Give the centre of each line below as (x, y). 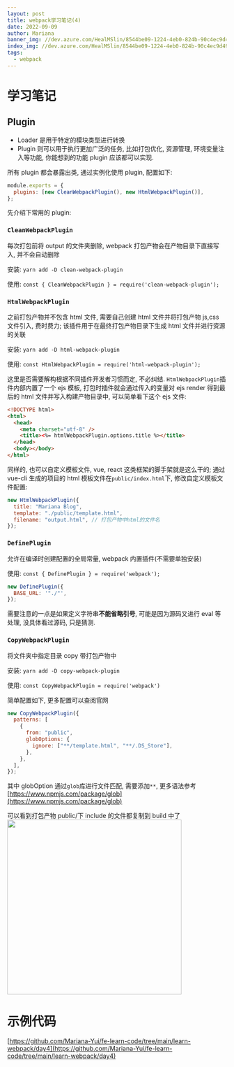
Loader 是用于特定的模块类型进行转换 (71, 140)
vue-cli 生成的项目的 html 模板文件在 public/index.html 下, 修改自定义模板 (112, 478)
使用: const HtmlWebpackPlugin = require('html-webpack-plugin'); (104, 364)
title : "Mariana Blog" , (48, 507)
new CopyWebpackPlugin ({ (43, 713)
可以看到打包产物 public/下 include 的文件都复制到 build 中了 (94, 816)
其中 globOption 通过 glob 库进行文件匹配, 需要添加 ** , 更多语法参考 (102, 786)
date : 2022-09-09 (32, 27)
